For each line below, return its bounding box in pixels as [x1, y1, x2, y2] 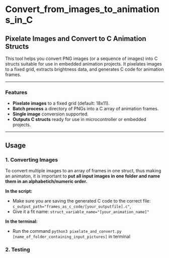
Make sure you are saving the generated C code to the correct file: [12, 198, 151, 204]
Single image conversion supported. [12, 111, 89, 117]
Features [5, 89, 28, 96]
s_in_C [5, 14, 33, 26]
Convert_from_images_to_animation [5, 4, 160, 15]
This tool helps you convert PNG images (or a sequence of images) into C [5, 55, 158, 61]
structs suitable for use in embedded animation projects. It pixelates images [5, 61, 162, 67]
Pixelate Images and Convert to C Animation [5, 34, 147, 43]
